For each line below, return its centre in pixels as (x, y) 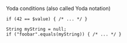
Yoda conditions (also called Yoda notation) (59, 8)
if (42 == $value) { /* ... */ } (47, 19)
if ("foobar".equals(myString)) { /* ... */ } (64, 34)
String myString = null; (36, 29)
